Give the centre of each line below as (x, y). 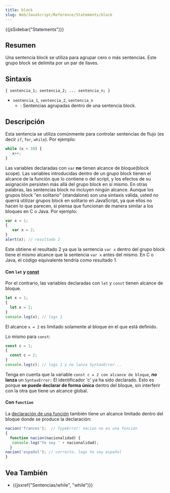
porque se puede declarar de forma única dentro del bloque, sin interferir (83, 385)
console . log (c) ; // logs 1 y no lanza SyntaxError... (64, 365)
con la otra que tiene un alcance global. (47, 391)
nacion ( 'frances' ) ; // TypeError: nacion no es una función (72, 429)
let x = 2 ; (21, 307)
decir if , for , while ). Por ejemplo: (40, 139)
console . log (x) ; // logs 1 (34, 317)
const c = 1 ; (19, 346)
